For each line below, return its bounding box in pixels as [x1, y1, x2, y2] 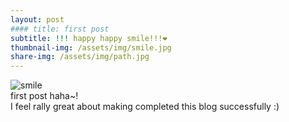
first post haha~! [10, 90, 79, 102]
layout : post [10, 14, 65, 25]
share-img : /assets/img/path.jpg [10, 52, 150, 62]
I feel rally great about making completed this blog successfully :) [10, 101, 280, 113]
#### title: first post [10, 24, 110, 34]
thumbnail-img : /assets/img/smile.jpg [10, 42, 172, 53]
